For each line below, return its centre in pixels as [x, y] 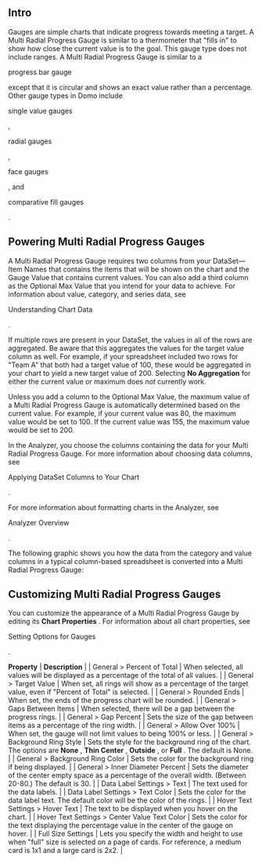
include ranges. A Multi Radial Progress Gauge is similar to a [105, 56]
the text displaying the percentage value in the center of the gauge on [120, 825]
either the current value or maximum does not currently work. [107, 381]
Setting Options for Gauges [52, 637]
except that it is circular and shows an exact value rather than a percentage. [130, 87]
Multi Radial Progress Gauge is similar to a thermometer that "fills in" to [122, 40]
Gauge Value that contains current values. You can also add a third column [128, 277]
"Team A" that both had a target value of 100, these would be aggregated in [130, 365]
